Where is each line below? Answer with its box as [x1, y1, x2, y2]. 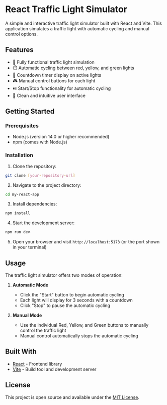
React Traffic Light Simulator [5, 4, 127, 15]
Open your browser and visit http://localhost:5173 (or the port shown [12, 239, 160, 245]
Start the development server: [12, 220, 75, 226]
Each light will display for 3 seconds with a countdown [20, 297, 133, 303]
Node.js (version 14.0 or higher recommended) [12, 134, 110, 140]
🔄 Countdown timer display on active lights [12, 72, 102, 78]
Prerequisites [5, 122, 39, 129]
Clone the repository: [12, 163, 57, 169]
